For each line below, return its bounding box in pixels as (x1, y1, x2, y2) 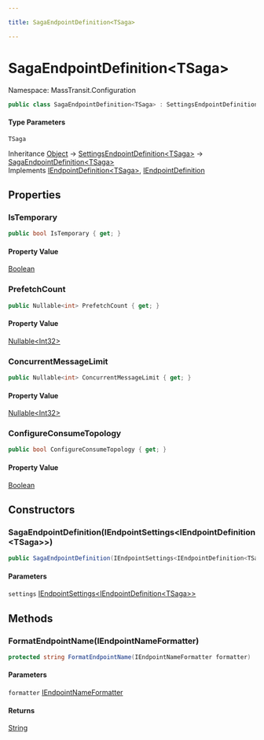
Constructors (8, 503, 75, 516)
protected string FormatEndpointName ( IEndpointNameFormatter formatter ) (8, 653, 251, 661)
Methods (8, 612, 53, 625)
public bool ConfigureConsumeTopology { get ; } (8, 446, 167, 453)
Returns (8, 705, 35, 715)
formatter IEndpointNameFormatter (8, 688, 123, 697)
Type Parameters (8, 117, 66, 127)
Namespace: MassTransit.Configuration (8, 85, 136, 94)
